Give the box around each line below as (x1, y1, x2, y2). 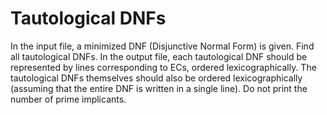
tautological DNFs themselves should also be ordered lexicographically (10, 72, 303, 84)
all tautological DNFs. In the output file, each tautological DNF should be (10, 50, 308, 62)
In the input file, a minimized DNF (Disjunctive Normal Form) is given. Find (10, 40, 315, 52)
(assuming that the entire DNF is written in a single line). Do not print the (10, 82, 308, 94)
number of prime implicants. (10, 93, 127, 105)
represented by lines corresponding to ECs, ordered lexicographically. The (10, 61, 317, 73)
